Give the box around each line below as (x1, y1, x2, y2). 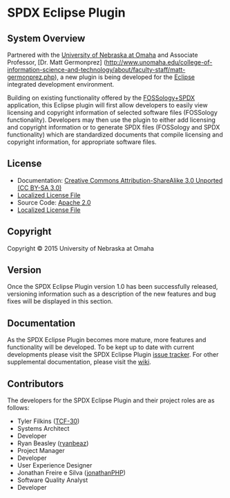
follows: (7, 404, 30, 412)
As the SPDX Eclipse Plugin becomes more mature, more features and (7, 336, 207, 344)
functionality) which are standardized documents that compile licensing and (7, 130, 223, 139)
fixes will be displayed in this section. (7, 297, 113, 305)
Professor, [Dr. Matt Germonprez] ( (7, 58, 106, 66)
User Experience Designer (17, 461, 93, 470)
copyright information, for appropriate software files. (7, 138, 157, 146)
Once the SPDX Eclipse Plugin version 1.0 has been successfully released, (7, 283, 218, 291)
